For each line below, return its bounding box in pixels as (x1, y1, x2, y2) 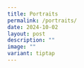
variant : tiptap (7, 50, 55, 57)
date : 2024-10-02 (7, 23, 59, 30)
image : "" (7, 43, 37, 50)
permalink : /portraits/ (7, 17, 78, 24)
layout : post (7, 30, 46, 38)
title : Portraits (7, 10, 59, 18)
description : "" (7, 37, 55, 44)
